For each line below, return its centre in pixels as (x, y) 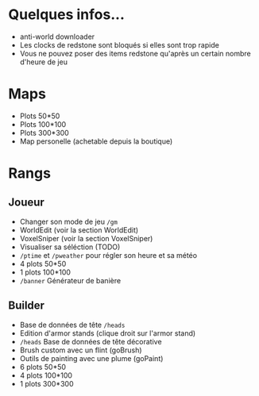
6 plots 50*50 (43, 367)
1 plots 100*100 (45, 272)
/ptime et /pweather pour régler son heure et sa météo (108, 255)
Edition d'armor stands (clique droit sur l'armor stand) (108, 333)
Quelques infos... (66, 15)
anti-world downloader (57, 37)
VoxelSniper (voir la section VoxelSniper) (86, 238)
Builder (27, 306)
